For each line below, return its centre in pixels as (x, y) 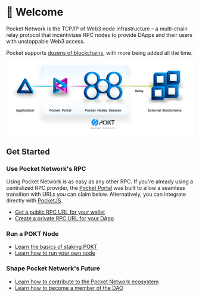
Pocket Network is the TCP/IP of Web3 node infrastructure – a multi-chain (97, 29)
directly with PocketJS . (35, 200)
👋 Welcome (35, 12)
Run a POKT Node (32, 233)
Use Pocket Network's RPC (46, 168)
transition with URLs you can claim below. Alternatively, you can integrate (96, 194)
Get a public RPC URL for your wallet (60, 212)
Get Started (28, 151)
